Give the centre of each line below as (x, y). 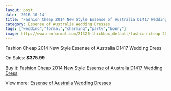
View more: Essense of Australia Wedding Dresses (58, 83)
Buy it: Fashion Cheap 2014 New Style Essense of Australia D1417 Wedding (84, 68)
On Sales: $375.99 (25, 58)
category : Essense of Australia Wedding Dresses (58, 24)
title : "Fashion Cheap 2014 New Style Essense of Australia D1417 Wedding (86, 19)
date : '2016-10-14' (26, 15)
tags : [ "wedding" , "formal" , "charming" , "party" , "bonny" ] (66, 29)
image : (12, 34)
